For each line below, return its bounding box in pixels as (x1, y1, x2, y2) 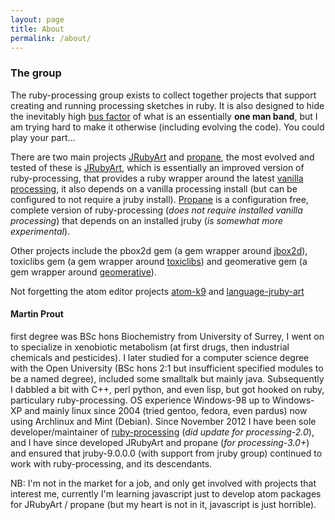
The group (10, 66, 62, 80)
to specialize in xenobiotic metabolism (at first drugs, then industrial (10, 341, 290, 353)
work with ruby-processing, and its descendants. (10, 457, 213, 470)
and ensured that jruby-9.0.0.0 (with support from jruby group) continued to (10, 447, 323, 459)
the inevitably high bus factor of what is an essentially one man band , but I (10, 110, 318, 122)
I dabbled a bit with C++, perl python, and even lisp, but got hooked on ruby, (10, 383, 325, 395)
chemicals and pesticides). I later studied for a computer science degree (10, 351, 310, 363)
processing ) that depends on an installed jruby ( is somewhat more (10, 214, 284, 226)
